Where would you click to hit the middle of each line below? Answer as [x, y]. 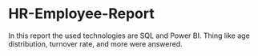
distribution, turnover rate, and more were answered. [95, 43]
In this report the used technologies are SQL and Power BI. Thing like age [129, 35]
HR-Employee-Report [81, 14]
